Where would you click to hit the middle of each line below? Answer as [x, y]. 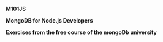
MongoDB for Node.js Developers [49, 20]
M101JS [16, 9]
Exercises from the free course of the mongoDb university [81, 32]
